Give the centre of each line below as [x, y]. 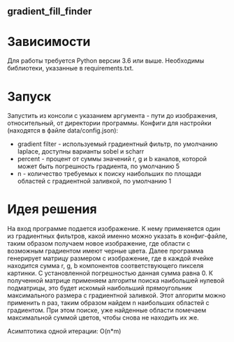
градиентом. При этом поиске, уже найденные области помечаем [107, 311]
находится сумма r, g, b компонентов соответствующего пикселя [105, 266]
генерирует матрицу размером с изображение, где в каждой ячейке [111, 258]
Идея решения [52, 209]
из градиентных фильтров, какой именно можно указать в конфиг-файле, [117, 236]
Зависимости [49, 42]
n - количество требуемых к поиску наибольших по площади [109, 174]
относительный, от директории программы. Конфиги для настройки [109, 123]
